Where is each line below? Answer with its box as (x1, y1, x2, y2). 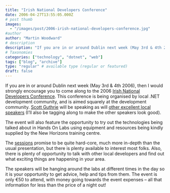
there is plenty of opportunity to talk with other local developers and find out (5, 150, 164, 157)
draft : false (5, 69, 33, 74)
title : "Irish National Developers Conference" (5, 7, 108, 13)
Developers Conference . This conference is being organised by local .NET (5, 93, 160, 99)
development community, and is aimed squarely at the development (5, 99, 147, 104)
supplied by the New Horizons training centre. (5, 130, 101, 136)
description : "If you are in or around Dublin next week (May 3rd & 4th (5, 45, 162, 50)
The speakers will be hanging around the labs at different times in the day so (5, 166, 165, 172)
